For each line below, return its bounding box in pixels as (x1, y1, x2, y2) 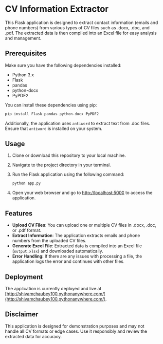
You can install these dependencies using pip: (5, 102, 97, 108)
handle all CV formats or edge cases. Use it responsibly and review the (5, 328, 147, 334)
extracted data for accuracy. (5, 333, 62, 339)
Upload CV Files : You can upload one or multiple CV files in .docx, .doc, (12, 222, 157, 228)
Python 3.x (12, 72, 34, 78)
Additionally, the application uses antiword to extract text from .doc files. (5, 120, 151, 126)
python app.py (12, 181, 41, 186)
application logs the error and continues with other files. (12, 258, 125, 264)
